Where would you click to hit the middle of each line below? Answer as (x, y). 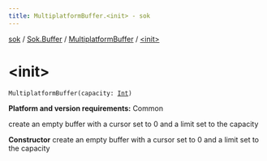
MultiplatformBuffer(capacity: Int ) (70, 93)
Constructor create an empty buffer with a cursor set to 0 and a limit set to (134, 139)
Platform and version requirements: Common (86, 108)
